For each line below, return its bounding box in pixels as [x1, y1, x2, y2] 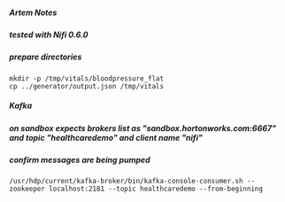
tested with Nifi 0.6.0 [9, 29, 89, 40]
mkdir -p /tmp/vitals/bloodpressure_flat [9, 74, 165, 83]
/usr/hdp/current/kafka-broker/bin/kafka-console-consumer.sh [9, 177, 243, 186]
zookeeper [9, 184, 46, 194]
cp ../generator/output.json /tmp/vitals [9, 82, 165, 90]
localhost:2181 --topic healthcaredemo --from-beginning [48, 184, 264, 194]
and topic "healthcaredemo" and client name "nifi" [9, 132, 204, 143]
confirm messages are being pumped [9, 155, 150, 166]
